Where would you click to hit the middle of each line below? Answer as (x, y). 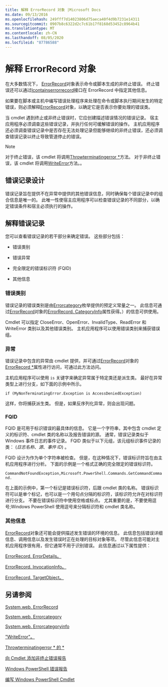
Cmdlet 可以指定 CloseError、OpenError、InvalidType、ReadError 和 (76, 322)
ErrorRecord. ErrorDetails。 (33, 556)
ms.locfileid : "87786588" (32, 43)
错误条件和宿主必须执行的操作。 (42, 206)
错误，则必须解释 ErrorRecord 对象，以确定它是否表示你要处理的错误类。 (79, 107)
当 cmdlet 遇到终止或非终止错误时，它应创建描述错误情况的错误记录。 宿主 (82, 117)
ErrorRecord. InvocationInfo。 (36, 567)
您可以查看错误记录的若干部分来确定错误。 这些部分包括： (65, 236)
